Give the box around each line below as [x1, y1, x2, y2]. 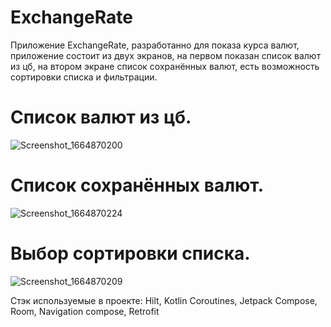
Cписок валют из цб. [10, 106, 192, 129]
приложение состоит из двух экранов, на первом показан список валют [10, 49, 322, 61]
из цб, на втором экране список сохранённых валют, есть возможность [10, 60, 320, 72]
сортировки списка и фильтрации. [10, 71, 158, 83]
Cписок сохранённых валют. [10, 174, 265, 197]
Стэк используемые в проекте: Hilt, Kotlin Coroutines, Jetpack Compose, [10, 294, 318, 306]
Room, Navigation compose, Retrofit [10, 305, 160, 317]
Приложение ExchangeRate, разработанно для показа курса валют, [10, 39, 300, 51]
